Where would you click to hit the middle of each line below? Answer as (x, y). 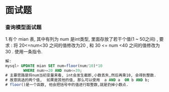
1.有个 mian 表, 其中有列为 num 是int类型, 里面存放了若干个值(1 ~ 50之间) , (82, 39)
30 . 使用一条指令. (24, 52)
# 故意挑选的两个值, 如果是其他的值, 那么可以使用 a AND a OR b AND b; (77, 80)
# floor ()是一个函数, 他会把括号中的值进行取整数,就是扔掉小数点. (67, 84)
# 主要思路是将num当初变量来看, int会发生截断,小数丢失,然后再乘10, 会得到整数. (81, 75)
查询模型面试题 (23, 27)
